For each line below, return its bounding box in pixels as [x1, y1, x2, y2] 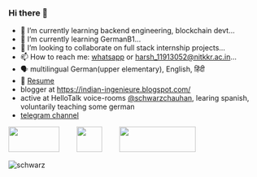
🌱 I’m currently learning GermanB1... [20, 34, 142, 44]
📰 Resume [20, 76, 54, 86]
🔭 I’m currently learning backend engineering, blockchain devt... [20, 26, 236, 36]
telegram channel [20, 110, 80, 120]
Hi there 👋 [8, 7, 49, 19]
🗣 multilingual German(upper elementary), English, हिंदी [20, 64, 205, 74]
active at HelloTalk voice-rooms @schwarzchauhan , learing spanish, [20, 93, 250, 103]
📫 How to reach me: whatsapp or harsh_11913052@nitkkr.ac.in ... [20, 52, 237, 62]
